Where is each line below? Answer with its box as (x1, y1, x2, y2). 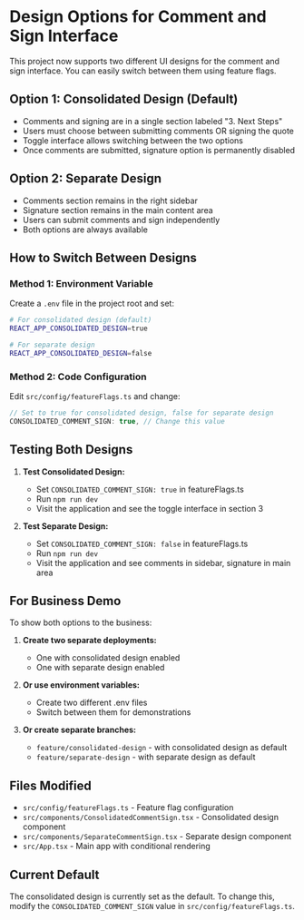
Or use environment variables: (22, 680, 141, 690)
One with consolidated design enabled (35, 652, 181, 663)
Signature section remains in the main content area (22, 204, 213, 215)
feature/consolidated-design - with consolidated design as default (35, 742, 288, 753)
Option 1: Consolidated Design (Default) (9, 92, 239, 107)
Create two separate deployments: (22, 635, 157, 646)
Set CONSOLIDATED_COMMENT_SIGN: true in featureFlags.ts (35, 484, 245, 494)
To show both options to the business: (9, 617, 152, 628)
